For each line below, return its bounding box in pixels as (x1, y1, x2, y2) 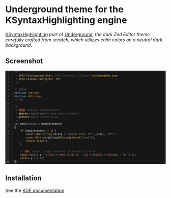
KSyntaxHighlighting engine (5, 14, 127, 26)
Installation (5, 174, 42, 183)
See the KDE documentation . (5, 187, 66, 193)
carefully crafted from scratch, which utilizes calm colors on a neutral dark (5, 37, 163, 43)
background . (5, 42, 32, 48)
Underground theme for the (5, 4, 124, 15)
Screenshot (5, 57, 43, 66)
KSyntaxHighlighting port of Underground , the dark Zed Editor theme (5, 31, 150, 37)
